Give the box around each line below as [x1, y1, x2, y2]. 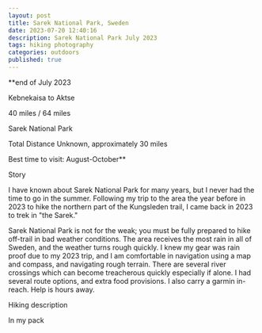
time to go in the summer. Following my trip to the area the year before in [8, 193, 246, 203]
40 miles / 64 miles [8, 108, 71, 117]
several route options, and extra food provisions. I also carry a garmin [8, 276, 235, 285]
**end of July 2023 [8, 77, 71, 87]
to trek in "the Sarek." [8, 210, 78, 220]
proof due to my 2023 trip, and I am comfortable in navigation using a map [8, 251, 251, 260]
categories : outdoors [8, 48, 80, 56]
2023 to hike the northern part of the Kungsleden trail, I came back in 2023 [8, 201, 253, 211]
